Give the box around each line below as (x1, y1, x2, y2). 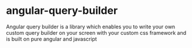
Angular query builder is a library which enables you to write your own (6, 23, 176, 30)
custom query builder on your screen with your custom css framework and (6, 29, 187, 36)
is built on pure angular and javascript (6, 35, 97, 42)
